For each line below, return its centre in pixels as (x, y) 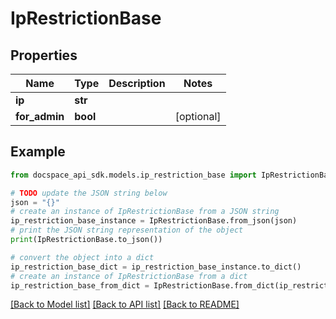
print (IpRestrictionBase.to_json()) (86, 240)
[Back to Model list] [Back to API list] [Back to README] (125, 304)
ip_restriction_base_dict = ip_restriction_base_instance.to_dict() (156, 267)
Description (137, 83)
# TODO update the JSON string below (89, 193)
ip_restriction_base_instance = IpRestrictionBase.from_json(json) (154, 221)
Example (38, 152)
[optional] (198, 116)
